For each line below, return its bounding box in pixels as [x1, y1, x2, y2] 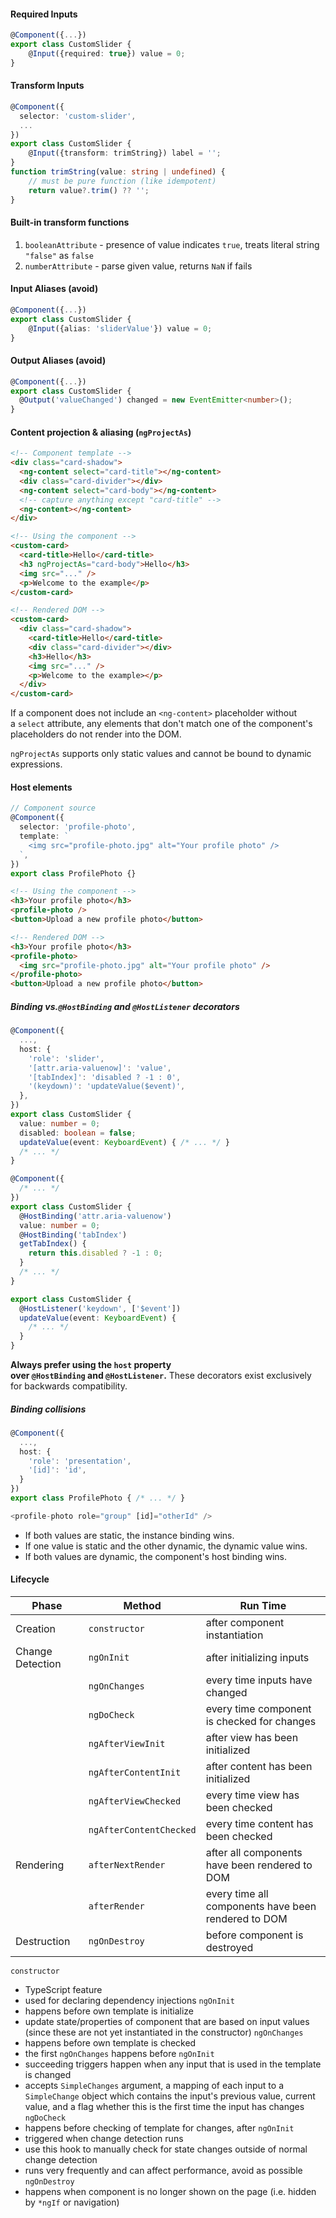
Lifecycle [10, 1573, 50, 1585]
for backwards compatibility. [10, 1380, 128, 1392]
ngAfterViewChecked [88, 1796, 182, 1807]
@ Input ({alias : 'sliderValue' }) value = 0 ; [28, 323, 213, 334]
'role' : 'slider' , [28, 1053, 105, 1064]
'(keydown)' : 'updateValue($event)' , [28, 1081, 186, 1092]
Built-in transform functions [10, 216, 130, 229]
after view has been [205, 1731, 299, 1745]
